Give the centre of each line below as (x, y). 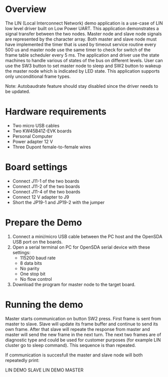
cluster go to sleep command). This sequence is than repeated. (71, 345)
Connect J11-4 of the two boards (46, 192)
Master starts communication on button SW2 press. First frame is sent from (83, 318)
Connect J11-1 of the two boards (46, 181)
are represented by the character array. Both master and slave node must (81, 39)
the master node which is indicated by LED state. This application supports (82, 71)
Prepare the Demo (44, 223)
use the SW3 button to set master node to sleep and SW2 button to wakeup (83, 66)
